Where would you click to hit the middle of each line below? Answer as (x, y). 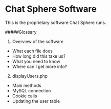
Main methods (27, 85)
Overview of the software (38, 41)
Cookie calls (25, 96)
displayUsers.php (30, 76)
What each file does (32, 51)
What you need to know (36, 61)
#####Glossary (21, 32)
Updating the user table (36, 101)
